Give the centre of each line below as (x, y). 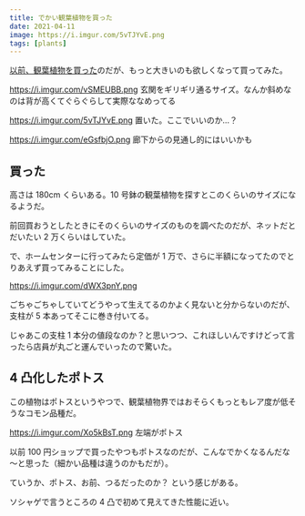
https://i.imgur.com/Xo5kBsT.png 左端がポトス (97, 432)
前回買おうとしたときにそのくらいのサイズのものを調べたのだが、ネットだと (153, 226)
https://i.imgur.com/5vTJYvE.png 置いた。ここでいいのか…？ (124, 120)
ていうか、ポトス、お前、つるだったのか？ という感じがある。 (126, 482)
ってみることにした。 (89, 268)
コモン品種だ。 (53, 413)
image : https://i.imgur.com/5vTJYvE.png (87, 35)
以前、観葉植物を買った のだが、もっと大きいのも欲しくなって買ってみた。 (149, 70)
